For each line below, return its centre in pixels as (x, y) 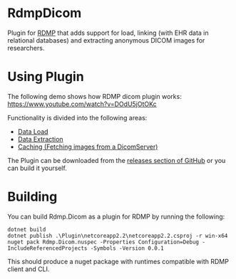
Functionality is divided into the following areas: (77, 117)
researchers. (26, 48)
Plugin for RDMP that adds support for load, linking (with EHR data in (108, 33)
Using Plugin (46, 77)
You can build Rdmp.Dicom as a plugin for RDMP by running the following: (116, 216)
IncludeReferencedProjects (47, 248)
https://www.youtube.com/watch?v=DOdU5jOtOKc (82, 104)
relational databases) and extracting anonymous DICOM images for (106, 40)
